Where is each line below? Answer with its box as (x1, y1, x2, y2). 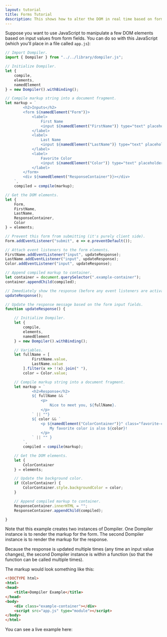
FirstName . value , (31, 357, 68, 362)
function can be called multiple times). (5, 557, 83, 563)
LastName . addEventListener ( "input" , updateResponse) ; (5, 257, 119, 262)
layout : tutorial (5, 7, 41, 12)
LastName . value (31, 361, 64, 366)
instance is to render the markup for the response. (5, 537, 108, 543)
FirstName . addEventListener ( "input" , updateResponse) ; (5, 252, 121, 257)
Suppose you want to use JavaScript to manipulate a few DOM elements (5, 30, 154, 36)
